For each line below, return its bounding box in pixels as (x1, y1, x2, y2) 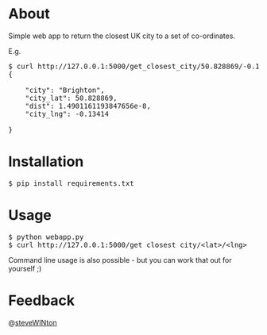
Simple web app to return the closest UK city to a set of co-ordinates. (8, 31, 236, 40)
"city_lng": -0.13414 (25, 109, 110, 118)
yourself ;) (8, 264, 42, 273)
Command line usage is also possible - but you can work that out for (8, 255, 232, 264)
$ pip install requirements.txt (8, 179, 134, 187)
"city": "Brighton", (25, 85, 105, 94)
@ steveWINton (8, 318, 57, 327)
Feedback (8, 291, 75, 310)
